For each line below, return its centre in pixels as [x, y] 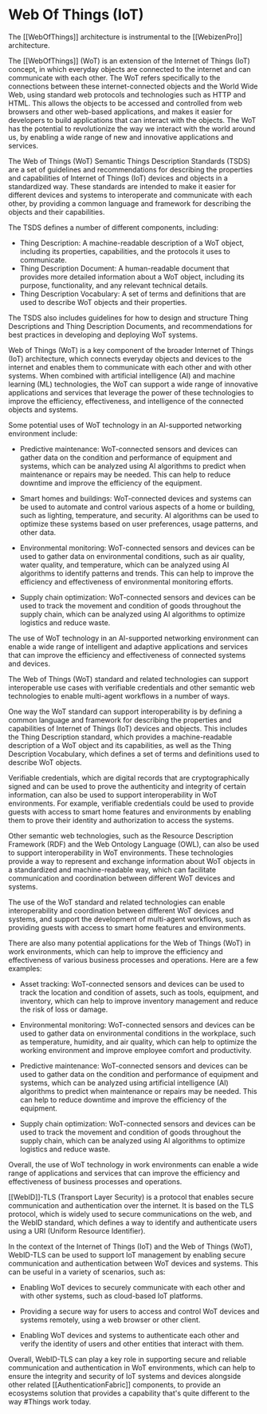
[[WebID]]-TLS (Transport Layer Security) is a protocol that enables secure [131, 1197]
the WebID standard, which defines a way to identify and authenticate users [133, 1222]
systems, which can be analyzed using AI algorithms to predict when [133, 465]
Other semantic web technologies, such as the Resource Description [121, 835]
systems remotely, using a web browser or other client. [110, 1320]
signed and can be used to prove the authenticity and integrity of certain [128, 786]
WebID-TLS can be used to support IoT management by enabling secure [127, 1254]
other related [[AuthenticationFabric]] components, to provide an [115, 1384]
